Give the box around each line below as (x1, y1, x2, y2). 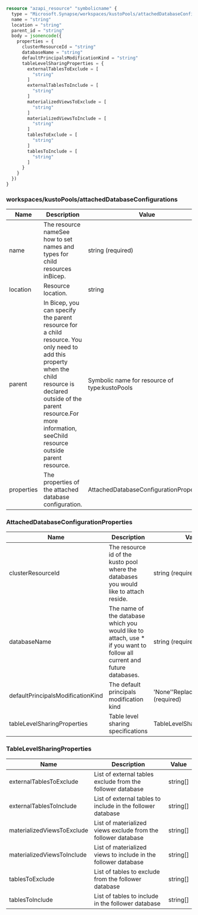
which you (108, 619, 137, 627)
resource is (43, 380, 75, 388)
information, (43, 424, 77, 432)
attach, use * (108, 634, 146, 642)
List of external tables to (94, 794, 161, 803)
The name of (108, 604, 144, 613)
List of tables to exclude (94, 867, 160, 875)
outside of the (43, 395, 82, 403)
